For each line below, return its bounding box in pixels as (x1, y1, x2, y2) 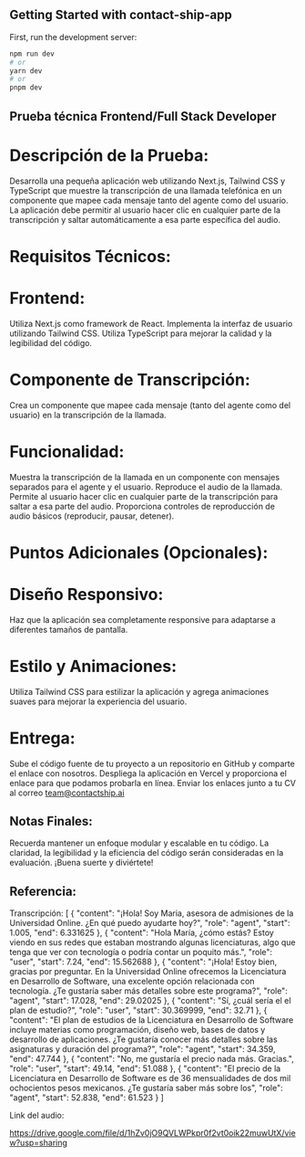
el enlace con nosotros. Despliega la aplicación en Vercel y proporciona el (9, 767, 287, 779)
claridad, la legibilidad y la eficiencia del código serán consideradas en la (9, 847, 284, 858)
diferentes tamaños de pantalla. (9, 624, 128, 635)
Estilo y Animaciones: (9, 656, 178, 677)
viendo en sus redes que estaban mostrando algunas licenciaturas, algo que (9, 937, 296, 948)
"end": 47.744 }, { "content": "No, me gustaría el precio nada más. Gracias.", (9, 1054, 294, 1065)
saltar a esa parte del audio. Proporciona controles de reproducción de (9, 500, 276, 511)
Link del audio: (9, 1110, 65, 1121)
